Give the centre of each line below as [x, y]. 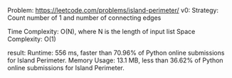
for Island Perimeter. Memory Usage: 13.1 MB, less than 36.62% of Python [115, 60]
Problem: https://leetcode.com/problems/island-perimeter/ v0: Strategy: [113, 10]
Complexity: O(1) [32, 39]
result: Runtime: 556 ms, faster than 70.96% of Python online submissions [116, 53]
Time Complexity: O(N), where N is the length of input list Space [101, 32]
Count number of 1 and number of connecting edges [84, 18]
